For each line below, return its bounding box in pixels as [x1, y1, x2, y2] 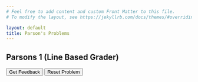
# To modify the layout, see [6, 14, 78, 20]
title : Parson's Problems [6, 30, 70, 36]
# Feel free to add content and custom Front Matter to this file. [6, 8, 176, 15]
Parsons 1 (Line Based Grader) [6, 52, 119, 62]
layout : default [6, 25, 46, 31]
